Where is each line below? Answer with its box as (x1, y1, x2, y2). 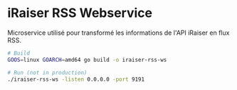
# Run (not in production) (7, 69, 88, 76)
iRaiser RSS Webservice (7, 5, 153, 21)
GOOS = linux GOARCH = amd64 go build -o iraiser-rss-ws (7, 56, 167, 63)
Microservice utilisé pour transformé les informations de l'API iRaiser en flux (7, 28, 230, 37)
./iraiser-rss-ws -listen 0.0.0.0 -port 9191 (7, 76, 144, 83)
